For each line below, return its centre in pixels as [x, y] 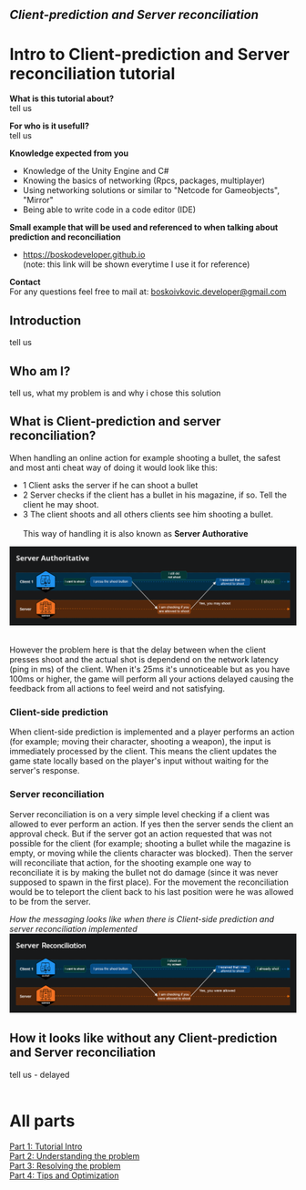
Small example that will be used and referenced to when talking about [144, 228]
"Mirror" [38, 200]
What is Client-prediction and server [115, 421]
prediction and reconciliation [65, 237]
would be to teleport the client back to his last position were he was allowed [152, 891]
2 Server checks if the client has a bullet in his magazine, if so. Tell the [154, 495]
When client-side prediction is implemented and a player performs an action [152, 732]
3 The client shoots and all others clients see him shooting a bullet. [148, 514]
